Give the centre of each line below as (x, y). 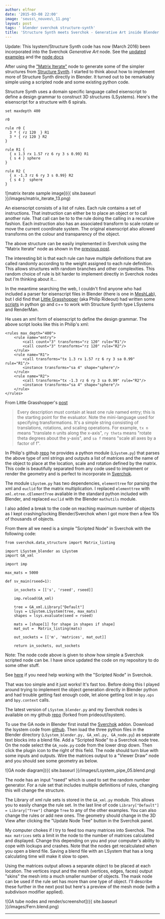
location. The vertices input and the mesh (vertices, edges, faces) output (79, 871)
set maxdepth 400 (23, 111)
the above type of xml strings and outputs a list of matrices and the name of (82, 458)
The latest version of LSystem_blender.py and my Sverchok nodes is (74, 710)
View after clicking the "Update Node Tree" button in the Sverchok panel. (79, 821)
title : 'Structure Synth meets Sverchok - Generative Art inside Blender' (83, 32)
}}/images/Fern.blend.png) (32, 906)
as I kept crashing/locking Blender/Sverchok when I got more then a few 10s (82, 514)
